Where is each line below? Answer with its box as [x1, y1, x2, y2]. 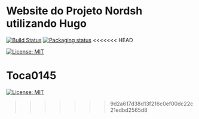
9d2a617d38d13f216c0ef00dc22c [110, 100, 194, 107]
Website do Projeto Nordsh [6, 4, 143, 18]
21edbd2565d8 [110, 106, 148, 114]
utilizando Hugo [6, 17, 87, 30]
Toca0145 [6, 69, 57, 83]
